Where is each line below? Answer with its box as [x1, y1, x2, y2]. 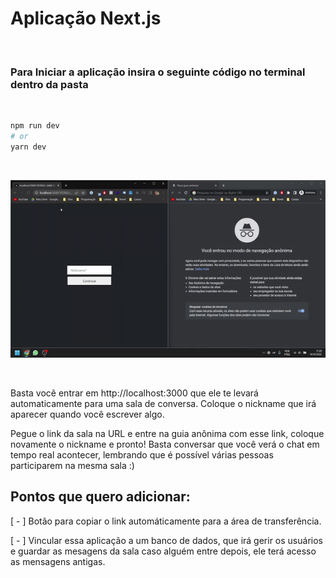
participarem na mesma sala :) [10, 459, 135, 471]
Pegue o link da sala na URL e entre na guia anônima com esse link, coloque [10, 427, 325, 439]
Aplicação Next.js [10, 7, 162, 30]
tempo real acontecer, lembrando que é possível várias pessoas [10, 448, 274, 461]
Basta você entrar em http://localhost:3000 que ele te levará [10, 387, 259, 399]
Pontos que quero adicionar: [10, 488, 191, 506]
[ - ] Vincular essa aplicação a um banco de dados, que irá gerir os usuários [10, 534, 323, 546]
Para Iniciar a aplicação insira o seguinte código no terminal [10, 65, 306, 79]
